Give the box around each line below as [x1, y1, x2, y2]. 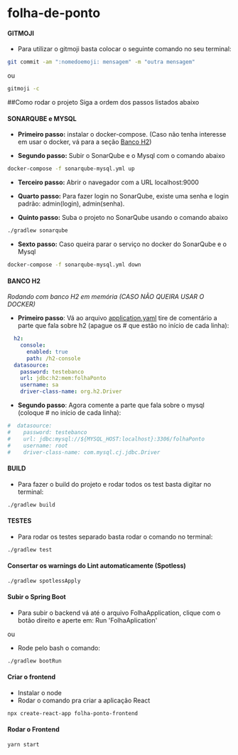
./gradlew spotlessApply [7, 577, 81, 584]
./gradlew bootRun [7, 657, 62, 665]
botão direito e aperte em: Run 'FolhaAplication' [17, 616, 158, 624]
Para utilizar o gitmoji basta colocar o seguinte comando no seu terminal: [17, 45, 232, 53]
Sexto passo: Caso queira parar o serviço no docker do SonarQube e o [17, 240, 227, 248]
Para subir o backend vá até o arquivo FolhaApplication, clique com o [17, 608, 221, 617]
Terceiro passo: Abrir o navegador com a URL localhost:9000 [17, 178, 199, 186]
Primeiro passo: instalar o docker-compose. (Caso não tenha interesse [17, 130, 227, 139]
